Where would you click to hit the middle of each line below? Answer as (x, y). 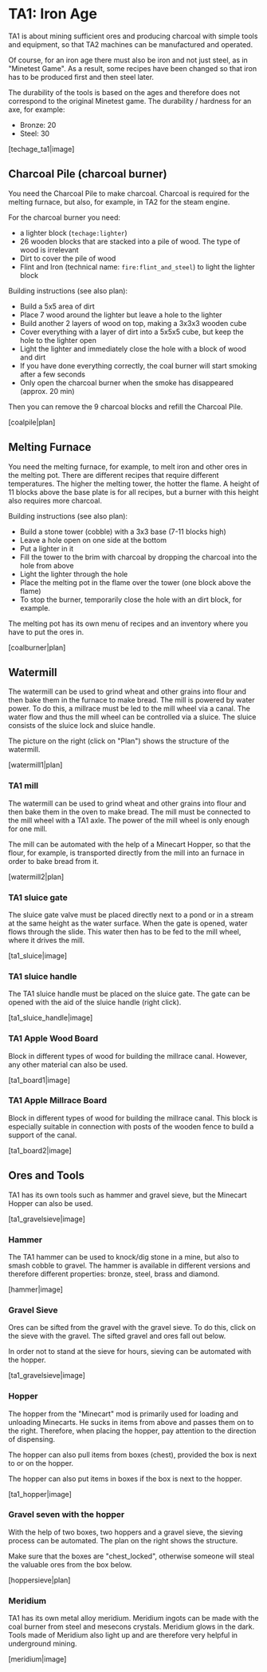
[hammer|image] (36, 1289)
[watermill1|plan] (35, 765)
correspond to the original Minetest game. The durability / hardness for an (130, 101)
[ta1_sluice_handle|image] (51, 1018)
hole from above (47, 565)
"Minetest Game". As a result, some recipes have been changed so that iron (133, 68)
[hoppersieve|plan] (39, 1580)
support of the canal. (43, 1135)
